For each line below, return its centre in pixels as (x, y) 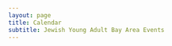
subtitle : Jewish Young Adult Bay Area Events (86, 30)
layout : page (30, 15)
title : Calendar (35, 23)
